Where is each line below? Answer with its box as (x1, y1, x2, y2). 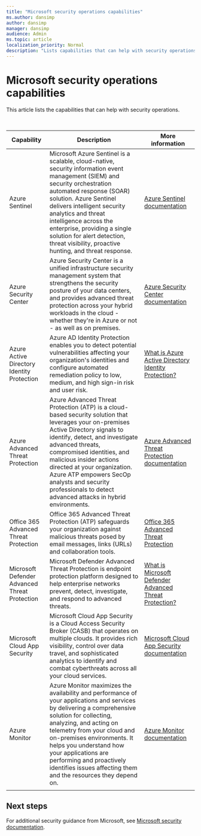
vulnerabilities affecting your (49, 348, 130, 357)
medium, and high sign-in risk (49, 378, 135, 387)
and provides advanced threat (49, 294, 134, 302)
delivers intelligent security (49, 202, 126, 210)
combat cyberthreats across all (49, 664, 137, 672)
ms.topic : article (6, 37, 52, 42)
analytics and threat (49, 209, 106, 217)
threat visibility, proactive (49, 239, 121, 247)
